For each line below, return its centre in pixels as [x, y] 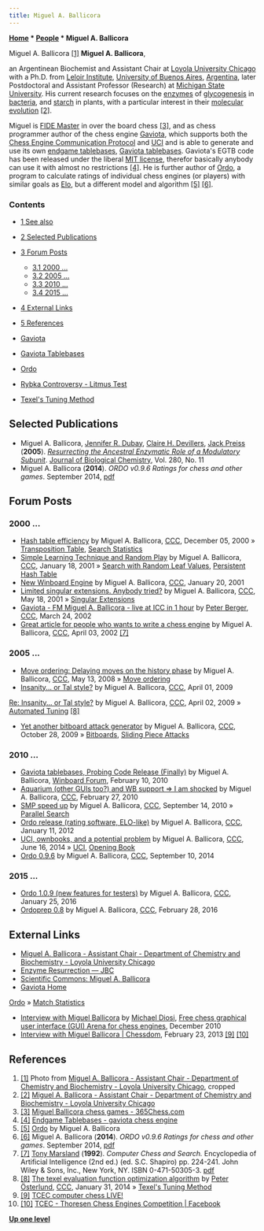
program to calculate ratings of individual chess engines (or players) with [127, 176]
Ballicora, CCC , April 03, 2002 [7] [74, 633]
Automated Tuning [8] [44, 710]
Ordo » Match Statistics [47, 1003]
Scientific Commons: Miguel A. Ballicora [85, 979]
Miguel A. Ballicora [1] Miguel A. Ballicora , [77, 53]
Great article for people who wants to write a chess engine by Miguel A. [136, 625]
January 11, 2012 [47, 831]
